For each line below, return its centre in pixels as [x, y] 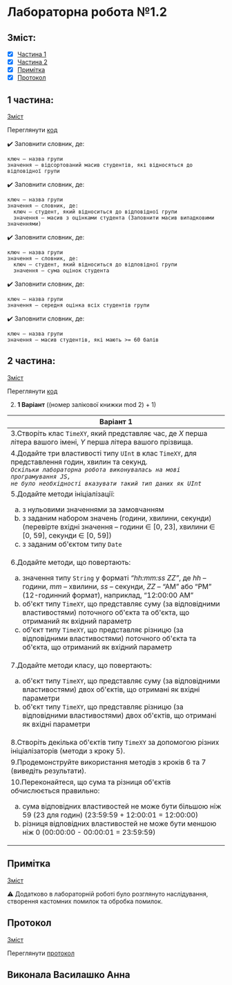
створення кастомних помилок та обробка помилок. [85, 901]
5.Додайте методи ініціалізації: [63, 494]
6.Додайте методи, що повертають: [71, 562]
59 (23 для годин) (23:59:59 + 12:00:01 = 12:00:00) [110, 815]
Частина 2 [32, 62]
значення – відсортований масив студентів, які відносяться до [100, 165]
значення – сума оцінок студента [61, 271]
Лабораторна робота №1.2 [87, 12]
